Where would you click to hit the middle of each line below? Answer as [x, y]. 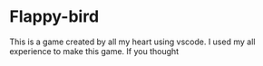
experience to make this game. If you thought [94, 51]
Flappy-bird [54, 17]
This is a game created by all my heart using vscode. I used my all [132, 42]
